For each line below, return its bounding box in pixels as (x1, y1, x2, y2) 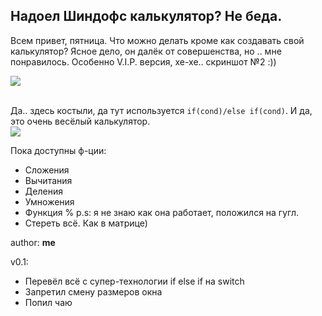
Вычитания (24, 174, 73, 186)
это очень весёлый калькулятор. (10, 115, 151, 127)
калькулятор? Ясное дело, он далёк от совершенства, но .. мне (10, 45, 282, 57)
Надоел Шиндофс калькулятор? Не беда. (10, 8, 283, 25)
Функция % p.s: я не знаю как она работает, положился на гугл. (24, 206, 300, 218)
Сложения (24, 164, 70, 176)
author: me (10, 236, 56, 248)
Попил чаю (24, 296, 73, 308)
